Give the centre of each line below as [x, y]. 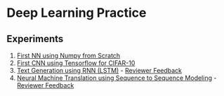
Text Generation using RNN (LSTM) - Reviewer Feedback [99, 70]
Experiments [35, 39]
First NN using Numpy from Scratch [68, 55]
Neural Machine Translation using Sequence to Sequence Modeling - [117, 78]
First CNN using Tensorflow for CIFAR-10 [76, 63]
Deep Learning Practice [77, 13]
